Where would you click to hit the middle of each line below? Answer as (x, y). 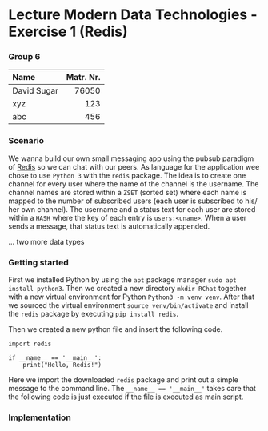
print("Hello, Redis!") (62, 365)
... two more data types (46, 241)
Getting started (39, 262)
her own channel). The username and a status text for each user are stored (132, 209)
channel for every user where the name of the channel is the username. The (134, 184)
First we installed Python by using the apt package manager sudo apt (123, 280)
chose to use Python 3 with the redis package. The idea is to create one (127, 175)
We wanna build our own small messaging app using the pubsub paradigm (131, 158)
